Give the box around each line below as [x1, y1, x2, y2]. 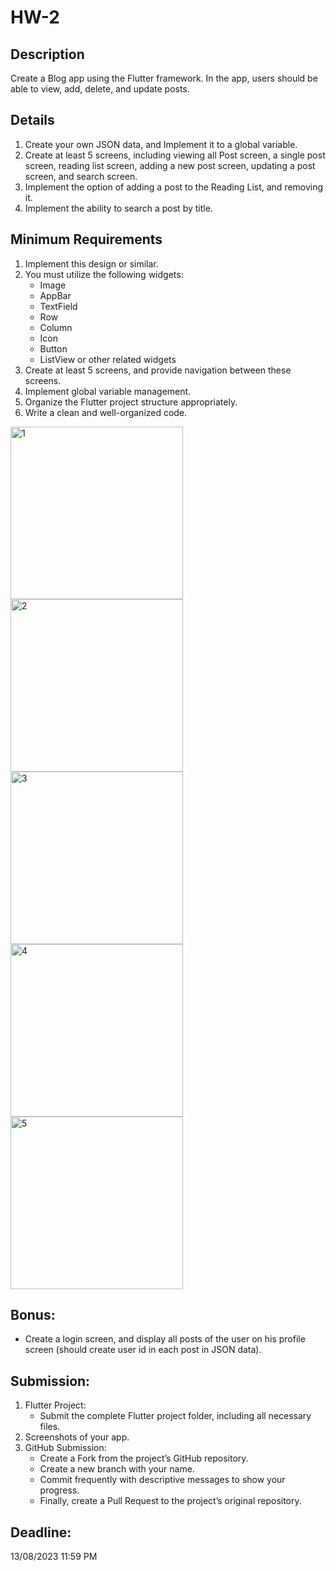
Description [10, 46, 85, 63]
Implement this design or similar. [24, 257, 159, 270]
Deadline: [10, 1524, 72, 1541]
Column [39, 321, 73, 333]
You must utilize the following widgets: [24, 268, 184, 280]
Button [39, 342, 68, 355]
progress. [39, 1484, 80, 1496]
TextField [39, 300, 78, 312]
